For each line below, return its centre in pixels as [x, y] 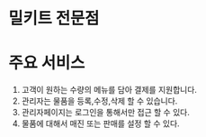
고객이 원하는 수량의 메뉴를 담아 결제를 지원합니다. [109, 90]
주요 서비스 [47, 63]
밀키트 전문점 [54, 18]
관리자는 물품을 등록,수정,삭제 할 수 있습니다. [99, 101]
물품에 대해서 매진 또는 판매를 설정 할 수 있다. [101, 123]
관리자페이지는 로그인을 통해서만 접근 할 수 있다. [105, 113]
